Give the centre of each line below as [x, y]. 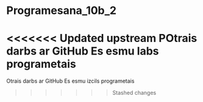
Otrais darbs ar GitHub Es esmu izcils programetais [70, 81]
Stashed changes [134, 93]
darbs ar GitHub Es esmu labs [83, 51]
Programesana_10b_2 [62, 11]
